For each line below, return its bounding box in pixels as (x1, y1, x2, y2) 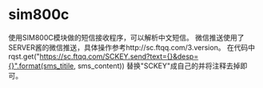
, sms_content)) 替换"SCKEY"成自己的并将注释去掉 (73, 61, 241, 71)
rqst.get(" (8, 52, 40, 61)
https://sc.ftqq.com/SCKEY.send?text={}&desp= (39, 52, 199, 61)
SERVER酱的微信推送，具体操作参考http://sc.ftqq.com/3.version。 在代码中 (8, 42, 256, 52)
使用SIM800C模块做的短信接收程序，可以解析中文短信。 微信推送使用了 (8, 33, 245, 42)
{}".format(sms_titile (8, 61, 74, 71)
